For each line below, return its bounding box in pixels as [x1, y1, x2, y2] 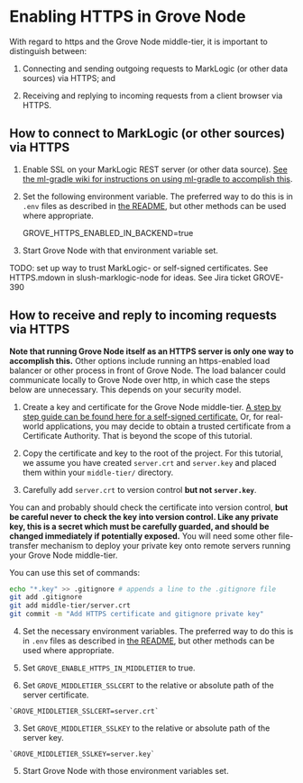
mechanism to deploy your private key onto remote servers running [40, 540, 291, 551]
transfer [9, 540, 39, 551]
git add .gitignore [9, 593, 83, 602]
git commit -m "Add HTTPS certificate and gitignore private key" [9, 610, 264, 619]
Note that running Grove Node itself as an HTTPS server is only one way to [9, 345, 294, 357]
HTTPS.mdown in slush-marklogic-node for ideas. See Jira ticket [9, 272, 252, 283]
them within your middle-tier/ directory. [22, 467, 174, 478]
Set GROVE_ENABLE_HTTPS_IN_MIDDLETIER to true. [22, 662, 196, 673]
